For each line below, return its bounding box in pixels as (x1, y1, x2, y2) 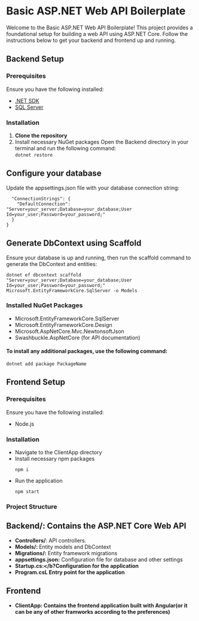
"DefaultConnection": (17, 201, 71, 207)
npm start (14, 489, 40, 495)
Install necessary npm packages (14, 455, 95, 463)
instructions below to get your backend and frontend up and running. (6, 36, 176, 44)
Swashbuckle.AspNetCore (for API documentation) (14, 334, 140, 341)
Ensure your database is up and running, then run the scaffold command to (6, 254, 191, 261)
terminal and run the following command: (14, 145, 117, 152)
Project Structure (6, 502, 57, 510)
